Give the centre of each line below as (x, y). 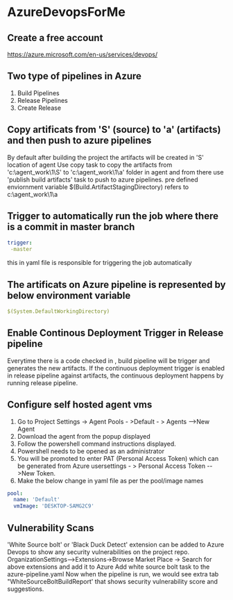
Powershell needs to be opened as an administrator (91, 451)
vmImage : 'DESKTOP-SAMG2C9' (54, 506)
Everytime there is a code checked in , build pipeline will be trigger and (109, 360)
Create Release (39, 108)
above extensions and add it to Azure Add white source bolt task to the (109, 567)
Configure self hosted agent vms (80, 405)
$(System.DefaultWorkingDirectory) (59, 311)
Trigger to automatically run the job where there (113, 216)
